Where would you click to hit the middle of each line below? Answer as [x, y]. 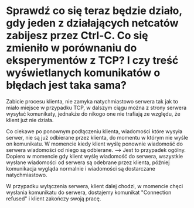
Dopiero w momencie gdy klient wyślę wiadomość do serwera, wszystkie [95, 156]
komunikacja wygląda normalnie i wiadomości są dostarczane [81, 168]
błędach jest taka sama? [67, 85]
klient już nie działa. [30, 120]
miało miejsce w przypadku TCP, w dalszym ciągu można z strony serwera [96, 108]
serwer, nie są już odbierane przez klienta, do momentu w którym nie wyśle [97, 137]
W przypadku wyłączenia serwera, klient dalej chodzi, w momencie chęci [95, 186]
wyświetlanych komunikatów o [83, 73]
